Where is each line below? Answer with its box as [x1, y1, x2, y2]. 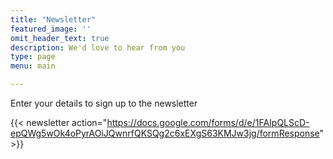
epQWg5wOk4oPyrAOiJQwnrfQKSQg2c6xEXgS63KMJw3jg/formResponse [10, 127, 320, 139]
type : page [10, 52, 56, 62]
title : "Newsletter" [10, 14, 97, 25]
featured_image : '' [10, 24, 92, 34]
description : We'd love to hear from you [10, 42, 186, 53]
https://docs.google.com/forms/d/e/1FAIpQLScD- [106, 117, 310, 128]
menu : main [10, 61, 56, 71]
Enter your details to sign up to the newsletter [10, 97, 198, 109]
